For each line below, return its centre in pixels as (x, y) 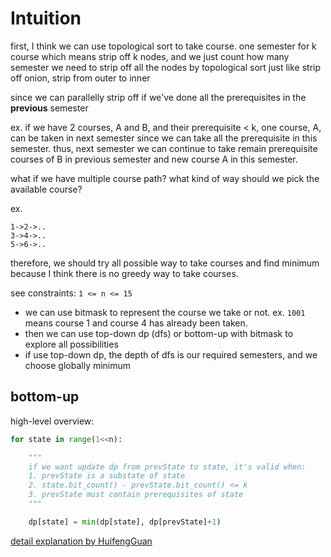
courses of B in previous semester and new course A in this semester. (154, 159)
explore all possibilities (71, 344)
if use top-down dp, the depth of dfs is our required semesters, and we (171, 354)
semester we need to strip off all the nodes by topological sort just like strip (166, 67)
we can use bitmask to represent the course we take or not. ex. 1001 (165, 312)
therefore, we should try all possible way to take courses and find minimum (165, 263)
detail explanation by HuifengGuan (81, 541)
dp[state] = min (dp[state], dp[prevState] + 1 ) (125, 522)
